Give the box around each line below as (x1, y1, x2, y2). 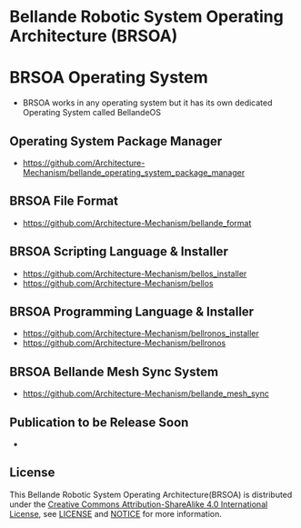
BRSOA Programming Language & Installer (9, 304, 255, 319)
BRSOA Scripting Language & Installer (9, 244, 229, 260)
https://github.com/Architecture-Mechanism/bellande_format (22, 217, 252, 228)
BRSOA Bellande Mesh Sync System (9, 364, 219, 379)
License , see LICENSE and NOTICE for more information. (9, 508, 223, 519)
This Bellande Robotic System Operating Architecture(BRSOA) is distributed (9, 489, 293, 500)
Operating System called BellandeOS (22, 107, 162, 118)
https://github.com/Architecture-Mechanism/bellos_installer (22, 268, 247, 279)
